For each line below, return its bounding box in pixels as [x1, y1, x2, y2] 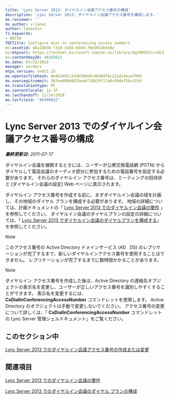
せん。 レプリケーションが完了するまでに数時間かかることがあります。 [14, 257, 161, 263]
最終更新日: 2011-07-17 [5, 151, 53, 158]
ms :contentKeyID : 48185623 [5, 54, 62, 60]
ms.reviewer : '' [5, 17, 40, 22]
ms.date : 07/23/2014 [5, 59, 49, 65]
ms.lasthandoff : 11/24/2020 [5, 93, 65, 98]
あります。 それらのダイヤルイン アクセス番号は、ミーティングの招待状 [14, 175, 162, 181]
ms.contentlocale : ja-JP [5, 87, 58, 93]
